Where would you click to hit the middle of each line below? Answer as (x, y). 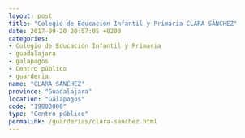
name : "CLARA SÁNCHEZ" (47, 84)
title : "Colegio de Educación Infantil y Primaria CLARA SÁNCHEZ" (123, 24)
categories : (28, 39)
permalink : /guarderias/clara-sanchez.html (83, 122)
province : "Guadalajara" (50, 91)
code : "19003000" (38, 106)
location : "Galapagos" (47, 99)
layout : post (30, 16)
